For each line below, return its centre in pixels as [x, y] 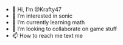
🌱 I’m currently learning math [48, 22]
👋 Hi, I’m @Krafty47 [37, 9]
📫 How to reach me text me [47, 36]
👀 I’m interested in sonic [42, 16]
